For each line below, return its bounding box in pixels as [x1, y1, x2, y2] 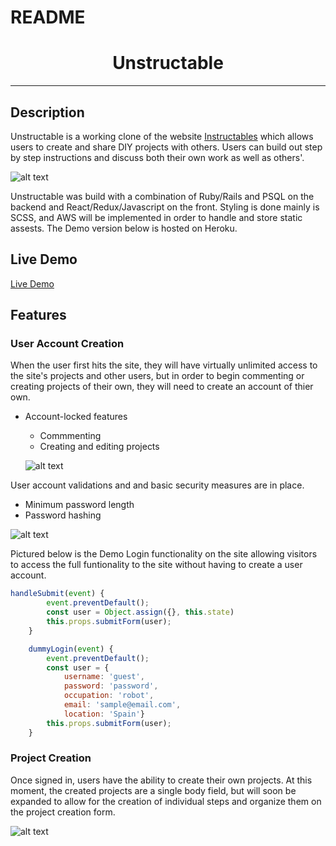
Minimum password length [24, 499, 135, 511]
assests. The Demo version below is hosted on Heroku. [10, 222, 238, 234]
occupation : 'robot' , [63, 691, 155, 701]
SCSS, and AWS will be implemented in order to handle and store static [10, 211, 303, 223]
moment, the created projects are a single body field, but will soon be [10, 784, 297, 796]
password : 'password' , [63, 681, 159, 691]
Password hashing [24, 509, 102, 521]
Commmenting [39, 430, 102, 442]
